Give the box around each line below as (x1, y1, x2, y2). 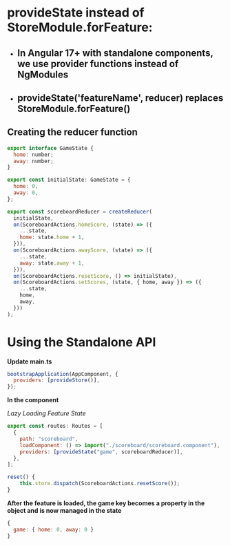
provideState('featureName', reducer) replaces (17, 92, 224, 104)
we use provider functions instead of (17, 57, 179, 70)
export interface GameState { (7, 144, 94, 151)
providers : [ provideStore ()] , (13, 377, 100, 384)
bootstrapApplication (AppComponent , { (7, 370, 118, 377)
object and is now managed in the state (7, 506, 122, 514)
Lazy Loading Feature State (7, 409, 86, 417)
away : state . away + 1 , (19, 259, 85, 267)
